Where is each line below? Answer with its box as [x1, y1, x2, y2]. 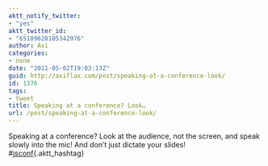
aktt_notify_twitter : [8, 11, 82, 20]
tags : [8, 86, 27, 95]
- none [8, 57, 31, 65]
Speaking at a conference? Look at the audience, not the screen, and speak [8, 131, 260, 141]
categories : [8, 49, 48, 57]
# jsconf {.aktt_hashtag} [8, 148, 85, 158]
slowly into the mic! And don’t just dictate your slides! [8, 140, 186, 149]
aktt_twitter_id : [8, 27, 67, 35]
